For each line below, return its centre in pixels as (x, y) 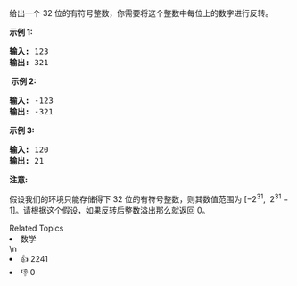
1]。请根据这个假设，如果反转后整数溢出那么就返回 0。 (110, 210)
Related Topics (37, 228)
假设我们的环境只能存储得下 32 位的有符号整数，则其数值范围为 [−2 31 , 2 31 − (149, 198)
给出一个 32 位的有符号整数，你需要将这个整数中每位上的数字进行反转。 (141, 13)
